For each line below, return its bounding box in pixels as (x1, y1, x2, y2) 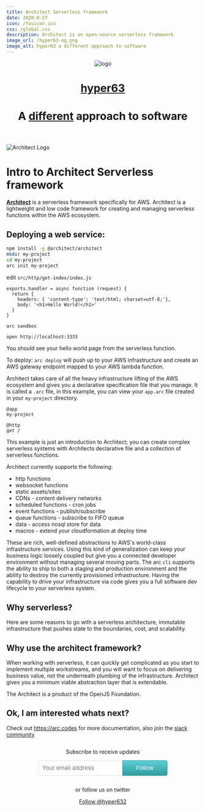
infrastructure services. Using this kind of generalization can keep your (6, 545, 185, 553)
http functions (15, 475, 51, 482)
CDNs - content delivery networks (15, 495, 102, 502)
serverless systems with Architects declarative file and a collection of (6, 445, 182, 452)
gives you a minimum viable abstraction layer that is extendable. (6, 679, 168, 686)
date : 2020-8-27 (6, 15, 48, 21)
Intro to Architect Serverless (6, 165, 154, 179)
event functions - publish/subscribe (15, 507, 106, 515)
